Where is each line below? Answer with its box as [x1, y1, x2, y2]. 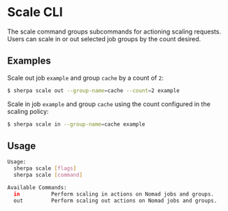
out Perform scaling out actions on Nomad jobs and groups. [13, 197, 218, 204]
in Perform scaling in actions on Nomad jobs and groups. [13, 190, 215, 198]
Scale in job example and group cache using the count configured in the [7, 99, 211, 108]
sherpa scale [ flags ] [13, 165, 77, 172]
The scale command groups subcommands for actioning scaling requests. [7, 27, 222, 36]
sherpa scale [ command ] [13, 172, 83, 179]
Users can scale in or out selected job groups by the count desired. [7, 34, 201, 43]
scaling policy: [7, 107, 49, 115]
